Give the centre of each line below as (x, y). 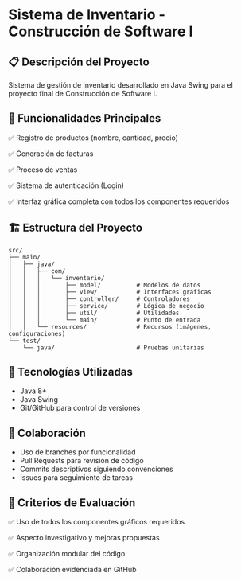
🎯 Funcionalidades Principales (85, 118)
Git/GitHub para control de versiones (80, 408)
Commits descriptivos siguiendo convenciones (96, 469)
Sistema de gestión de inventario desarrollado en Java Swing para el (120, 85)
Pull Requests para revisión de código (82, 461)
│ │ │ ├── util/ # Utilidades (94, 313)
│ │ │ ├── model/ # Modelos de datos (105, 285)
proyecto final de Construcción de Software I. (83, 94)
